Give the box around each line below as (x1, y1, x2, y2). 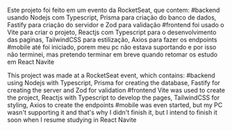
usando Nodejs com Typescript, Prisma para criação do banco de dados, (7, 13, 217, 22)
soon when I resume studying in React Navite (7, 116, 137, 124)
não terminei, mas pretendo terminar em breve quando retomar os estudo (7, 50, 218, 59)
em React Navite (7, 58, 54, 65)
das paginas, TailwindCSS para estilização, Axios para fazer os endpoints (7, 36, 217, 44)
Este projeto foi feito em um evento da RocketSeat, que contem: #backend (7, 6, 220, 14)
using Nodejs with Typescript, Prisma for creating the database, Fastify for (7, 79, 221, 86)
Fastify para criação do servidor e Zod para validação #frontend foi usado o (7, 21, 224, 29)
